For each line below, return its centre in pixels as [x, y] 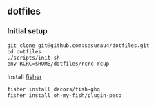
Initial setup [27, 31]
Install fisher [25, 76]
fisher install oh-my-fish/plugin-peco [65, 95]
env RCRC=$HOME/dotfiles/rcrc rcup [58, 64]
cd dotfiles [24, 51]
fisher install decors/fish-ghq [53, 89]
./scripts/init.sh [33, 58]
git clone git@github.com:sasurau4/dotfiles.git [78, 45]
